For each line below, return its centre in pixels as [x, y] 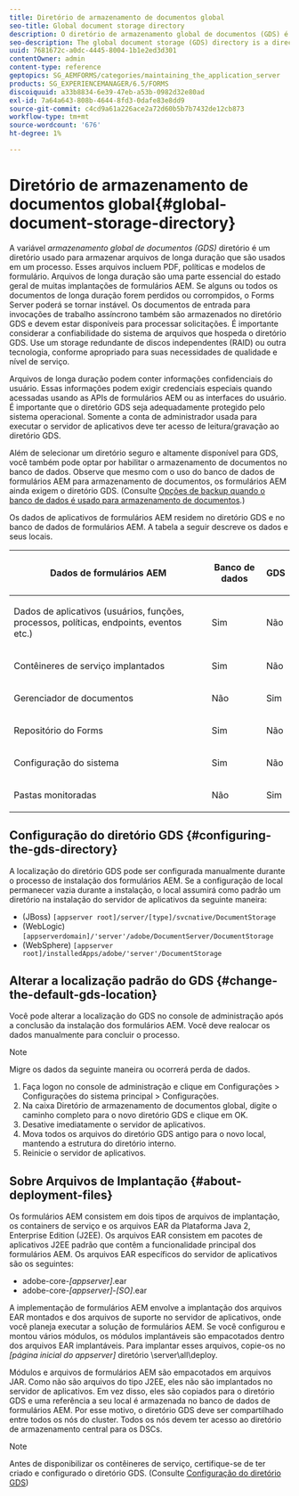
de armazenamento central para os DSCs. [86, 1429]
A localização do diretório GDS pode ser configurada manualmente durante [147, 871]
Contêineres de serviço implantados [89, 666]
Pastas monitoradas [55, 795]
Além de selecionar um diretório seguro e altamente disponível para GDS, [144, 453]
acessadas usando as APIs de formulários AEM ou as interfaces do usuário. [148, 397]
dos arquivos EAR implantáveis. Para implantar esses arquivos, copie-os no [147, 1345]
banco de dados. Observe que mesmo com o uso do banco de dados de [142, 471]
